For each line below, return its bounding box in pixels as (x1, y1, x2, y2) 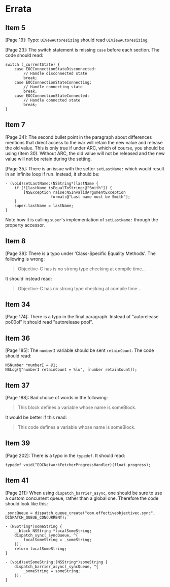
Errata (5, 3, 32, 15)
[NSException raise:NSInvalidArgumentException (23, 190, 126, 195)
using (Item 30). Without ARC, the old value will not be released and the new (5, 150, 165, 156)
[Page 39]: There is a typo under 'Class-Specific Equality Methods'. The (5, 250, 156, 257)
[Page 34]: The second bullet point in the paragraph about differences (5, 134, 152, 140)
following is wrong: (5, 256, 45, 262)
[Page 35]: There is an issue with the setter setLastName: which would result (5, 165, 165, 171)
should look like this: (5, 500, 48, 506)
